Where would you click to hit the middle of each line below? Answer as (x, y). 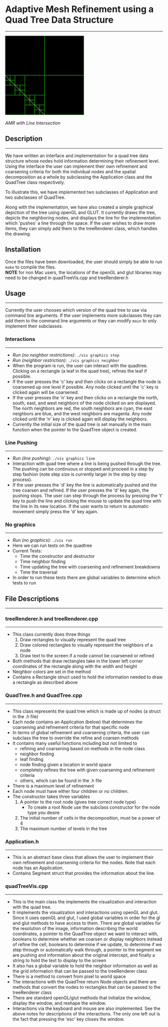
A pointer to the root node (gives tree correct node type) (78, 802)
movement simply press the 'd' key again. (55, 511)
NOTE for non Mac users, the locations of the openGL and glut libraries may (83, 272)
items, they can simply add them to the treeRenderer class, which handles (81, 228)
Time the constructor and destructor (57, 556)
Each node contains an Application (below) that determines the (77, 722)
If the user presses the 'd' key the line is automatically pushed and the (84, 485)
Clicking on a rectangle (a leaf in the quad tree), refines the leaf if (80, 371)
